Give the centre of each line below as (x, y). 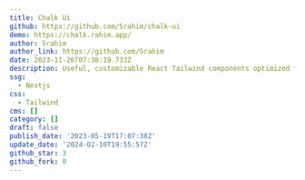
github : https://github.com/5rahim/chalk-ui (95, 26)
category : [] (34, 119)
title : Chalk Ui (40, 18)
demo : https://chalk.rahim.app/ (70, 35)
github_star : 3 (38, 153)
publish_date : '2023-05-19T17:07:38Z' (83, 136)
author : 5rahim (38, 43)
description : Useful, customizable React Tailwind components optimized (150, 69)
